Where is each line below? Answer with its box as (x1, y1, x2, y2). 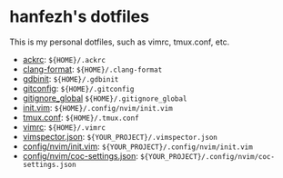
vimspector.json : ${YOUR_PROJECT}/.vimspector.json (22, 131, 218, 142)
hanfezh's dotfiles (9, 6, 150, 27)
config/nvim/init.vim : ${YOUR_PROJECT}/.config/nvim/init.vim (22, 141, 253, 152)
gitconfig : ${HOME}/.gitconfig (22, 83, 135, 94)
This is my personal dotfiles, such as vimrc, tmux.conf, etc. (9, 36, 230, 47)
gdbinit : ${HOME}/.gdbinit (22, 73, 119, 84)
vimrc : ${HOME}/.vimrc (22, 121, 106, 133)
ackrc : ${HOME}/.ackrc (22, 54, 106, 64)
